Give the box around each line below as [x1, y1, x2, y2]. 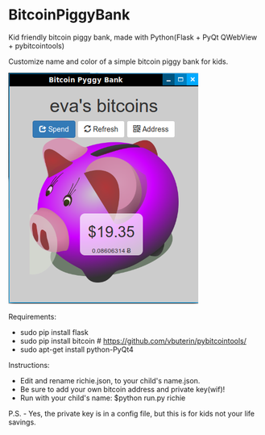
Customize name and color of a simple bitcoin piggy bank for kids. [8, 56, 229, 66]
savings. [8, 417, 36, 427]
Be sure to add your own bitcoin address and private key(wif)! [19, 384, 226, 394]
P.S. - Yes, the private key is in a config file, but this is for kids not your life [8, 408, 255, 418]
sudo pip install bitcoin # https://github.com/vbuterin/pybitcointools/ [19, 336, 247, 345]
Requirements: [8, 312, 56, 321]
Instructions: [8, 360, 50, 370]
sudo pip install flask [19, 327, 89, 337]
